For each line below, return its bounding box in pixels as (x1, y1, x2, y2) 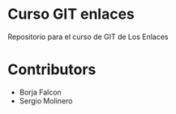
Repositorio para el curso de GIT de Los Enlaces (7, 32, 169, 42)
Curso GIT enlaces (7, 5, 135, 24)
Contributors (7, 60, 97, 79)
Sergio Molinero (19, 95, 73, 106)
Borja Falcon (19, 87, 62, 97)
